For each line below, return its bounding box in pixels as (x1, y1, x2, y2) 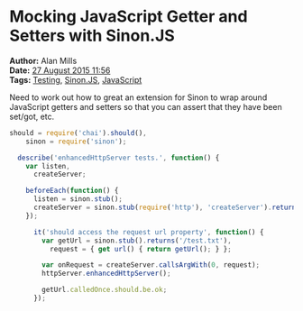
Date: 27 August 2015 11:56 (9, 65, 111, 76)
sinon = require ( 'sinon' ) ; (25, 137, 127, 146)
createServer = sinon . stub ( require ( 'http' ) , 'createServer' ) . (32, 203, 272, 213)
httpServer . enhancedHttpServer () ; (41, 269, 171, 279)
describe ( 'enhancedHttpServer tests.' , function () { (17, 153, 220, 162)
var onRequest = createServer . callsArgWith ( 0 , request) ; (41, 261, 260, 270)
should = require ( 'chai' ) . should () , (9, 128, 147, 137)
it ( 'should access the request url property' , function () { (32, 227, 264, 236)
